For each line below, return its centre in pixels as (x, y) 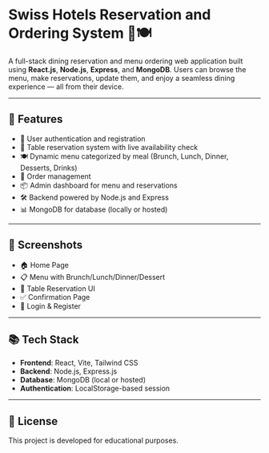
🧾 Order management (55, 176)
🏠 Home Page (44, 265)
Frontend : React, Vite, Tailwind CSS (79, 363)
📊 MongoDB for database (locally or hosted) (94, 209)
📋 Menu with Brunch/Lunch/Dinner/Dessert (92, 277)
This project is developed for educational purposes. (93, 441)
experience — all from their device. (66, 87)
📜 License (33, 421)
